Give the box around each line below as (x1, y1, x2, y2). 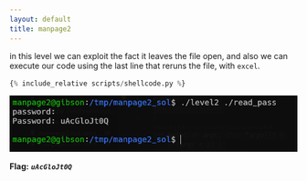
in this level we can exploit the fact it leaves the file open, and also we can (9, 50, 289, 61)
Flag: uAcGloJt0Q (9, 160, 73, 172)
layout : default (9, 15, 71, 24)
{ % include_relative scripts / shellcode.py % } (9, 78, 185, 88)
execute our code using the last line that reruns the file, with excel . (9, 60, 260, 71)
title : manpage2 (9, 24, 71, 34)
